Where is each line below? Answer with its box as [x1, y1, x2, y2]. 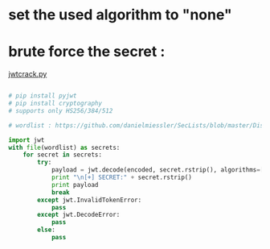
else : [37, 226, 56, 234]
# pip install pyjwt [8, 92, 78, 100]
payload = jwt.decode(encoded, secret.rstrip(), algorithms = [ [51, 166, 264, 174]
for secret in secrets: [22, 151, 103, 159]
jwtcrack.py [8, 69, 47, 79]
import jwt [8, 135, 45, 144]
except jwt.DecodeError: [37, 211, 121, 219]
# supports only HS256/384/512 [8, 106, 113, 114]
